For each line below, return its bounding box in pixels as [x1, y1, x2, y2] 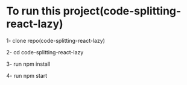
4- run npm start [6, 72, 48, 79]
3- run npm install [6, 60, 51, 68]
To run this [6, 4, 62, 18]
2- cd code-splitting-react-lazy [6, 48, 84, 55]
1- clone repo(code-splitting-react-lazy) [6, 37, 106, 44]
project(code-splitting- [63, 4, 182, 18]
